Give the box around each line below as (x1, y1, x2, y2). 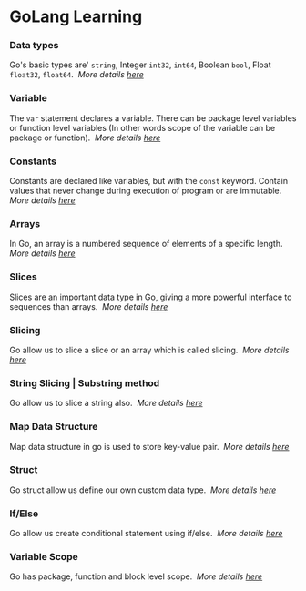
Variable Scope (9, 551, 79, 564)
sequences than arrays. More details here (9, 301, 168, 311)
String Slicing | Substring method (9, 376, 160, 389)
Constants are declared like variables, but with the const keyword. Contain (9, 176, 289, 187)
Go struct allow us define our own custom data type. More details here (9, 484, 277, 495)
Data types (9, 39, 59, 52)
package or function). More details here (9, 132, 161, 143)
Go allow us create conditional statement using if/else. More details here (9, 528, 283, 539)
